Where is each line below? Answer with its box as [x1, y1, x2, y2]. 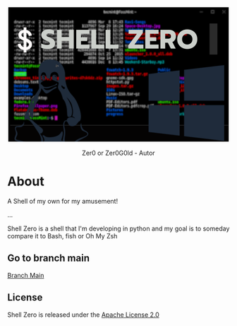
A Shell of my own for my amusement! [7, 197, 119, 205]
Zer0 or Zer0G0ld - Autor [82, 149, 155, 157]
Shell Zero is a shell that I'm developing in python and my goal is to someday [7, 224, 230, 233]
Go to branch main [7, 252, 90, 264]
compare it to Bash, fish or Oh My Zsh [7, 231, 118, 240]
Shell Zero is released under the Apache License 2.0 [7, 310, 160, 319]
